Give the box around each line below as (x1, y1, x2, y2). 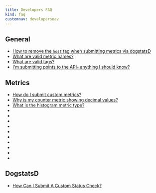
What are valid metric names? (12, 53, 74, 60)
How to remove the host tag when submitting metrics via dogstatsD (12, 48, 151, 54)
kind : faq (5, 12, 26, 17)
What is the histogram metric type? (12, 102, 85, 108)
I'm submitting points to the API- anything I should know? (12, 64, 130, 70)
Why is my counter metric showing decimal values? (12, 97, 118, 102)
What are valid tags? (12, 59, 55, 65)
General (5, 35, 31, 43)
